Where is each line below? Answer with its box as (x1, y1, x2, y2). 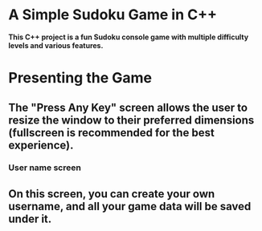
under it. (8, 212, 52, 225)
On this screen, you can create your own (8, 187, 215, 201)
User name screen (8, 162, 82, 173)
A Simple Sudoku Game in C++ (8, 6, 217, 24)
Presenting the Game (8, 69, 153, 87)
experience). (8, 138, 74, 152)
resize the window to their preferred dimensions (8, 113, 255, 127)
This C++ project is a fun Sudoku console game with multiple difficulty (8, 32, 249, 42)
